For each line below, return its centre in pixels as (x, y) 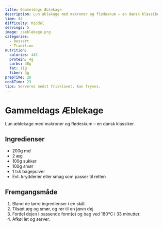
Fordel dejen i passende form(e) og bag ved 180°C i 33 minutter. (76, 214)
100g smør (23, 166)
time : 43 (14, 18)
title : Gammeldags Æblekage (33, 9)
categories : (17, 37)
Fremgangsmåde (31, 192)
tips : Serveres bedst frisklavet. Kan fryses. (53, 86)
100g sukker (24, 161)
